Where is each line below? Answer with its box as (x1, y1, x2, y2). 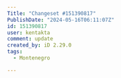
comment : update (7, 36, 53, 42)
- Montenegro (13, 55, 51, 62)
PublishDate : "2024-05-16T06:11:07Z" (7, 16, 115, 23)
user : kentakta (7, 29, 51, 36)
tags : (7, 49, 23, 55)
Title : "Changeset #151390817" (7, 10, 96, 17)
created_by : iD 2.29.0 (7, 42, 72, 49)
